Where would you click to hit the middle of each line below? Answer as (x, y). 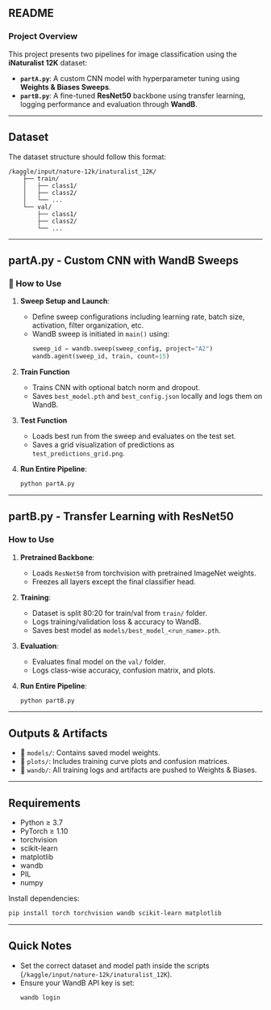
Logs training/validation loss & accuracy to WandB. (117, 622)
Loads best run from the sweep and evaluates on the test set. (134, 435)
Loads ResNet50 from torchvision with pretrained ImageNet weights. (144, 573)
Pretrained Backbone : (57, 557)
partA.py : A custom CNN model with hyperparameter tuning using (130, 78)
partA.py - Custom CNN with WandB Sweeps (124, 260)
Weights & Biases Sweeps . (65, 87)
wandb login (40, 997)
